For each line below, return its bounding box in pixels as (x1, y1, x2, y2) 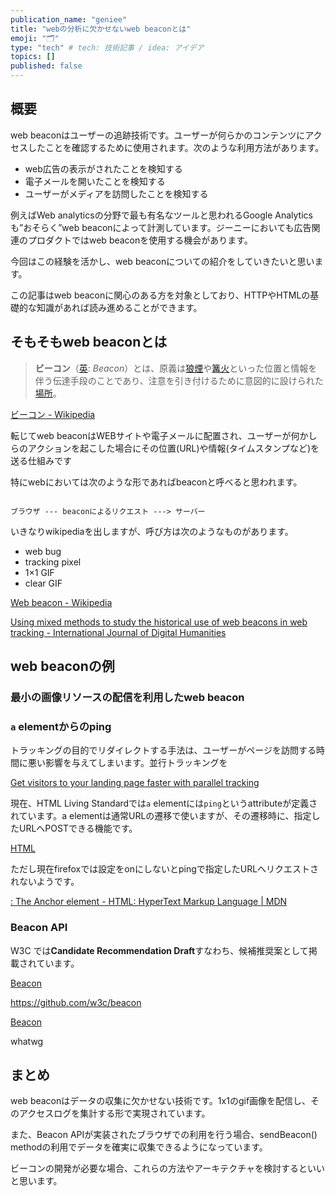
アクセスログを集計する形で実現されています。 (18, 1107, 211, 1120)
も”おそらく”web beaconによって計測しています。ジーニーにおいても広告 (10, 221, 312, 233)
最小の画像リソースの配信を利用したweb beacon (10, 690, 245, 704)
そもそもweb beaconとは (10, 334, 168, 351)
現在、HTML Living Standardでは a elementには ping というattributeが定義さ (10, 797, 318, 810)
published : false (10, 61, 83, 71)
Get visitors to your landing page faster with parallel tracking (10, 777, 260, 789)
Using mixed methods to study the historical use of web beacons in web (10, 616, 308, 628)
